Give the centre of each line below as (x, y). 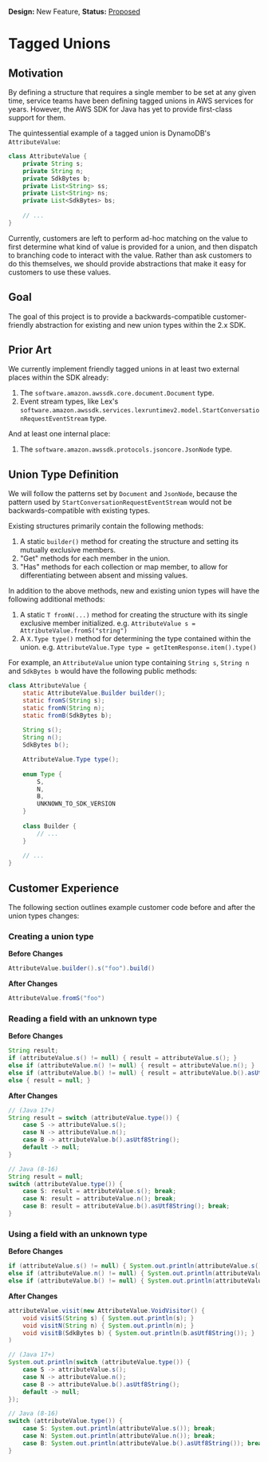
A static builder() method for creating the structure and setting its (129, 542)
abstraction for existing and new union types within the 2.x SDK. (141, 325)
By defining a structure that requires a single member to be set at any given (132, 92)
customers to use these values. (60, 272)
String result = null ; (46, 1176)
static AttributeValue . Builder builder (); (94, 693)
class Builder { (50, 826)
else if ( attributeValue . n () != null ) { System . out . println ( (112, 1274)
